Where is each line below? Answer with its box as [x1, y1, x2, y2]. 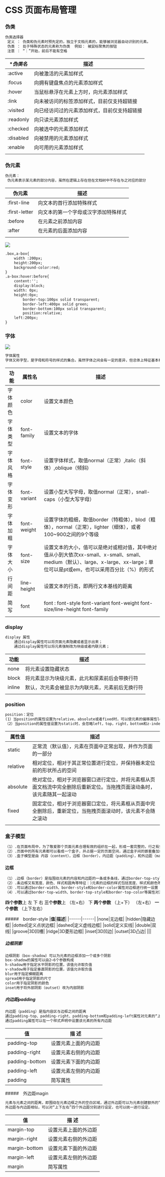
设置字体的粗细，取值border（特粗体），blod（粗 [44, 516, 156, 523]
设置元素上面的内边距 [51, 1040, 101, 1047]
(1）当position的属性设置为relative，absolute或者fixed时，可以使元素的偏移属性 [5, 717, 158, 722]
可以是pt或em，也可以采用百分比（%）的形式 [49, 566, 154, 573]
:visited [7, 106, 25, 113]
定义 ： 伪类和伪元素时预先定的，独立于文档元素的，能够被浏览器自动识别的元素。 [7, 39, 151, 44]
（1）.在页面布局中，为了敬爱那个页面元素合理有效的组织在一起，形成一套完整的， [5, 844, 149, 849]
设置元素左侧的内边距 [51, 1068, 101, 1074]
